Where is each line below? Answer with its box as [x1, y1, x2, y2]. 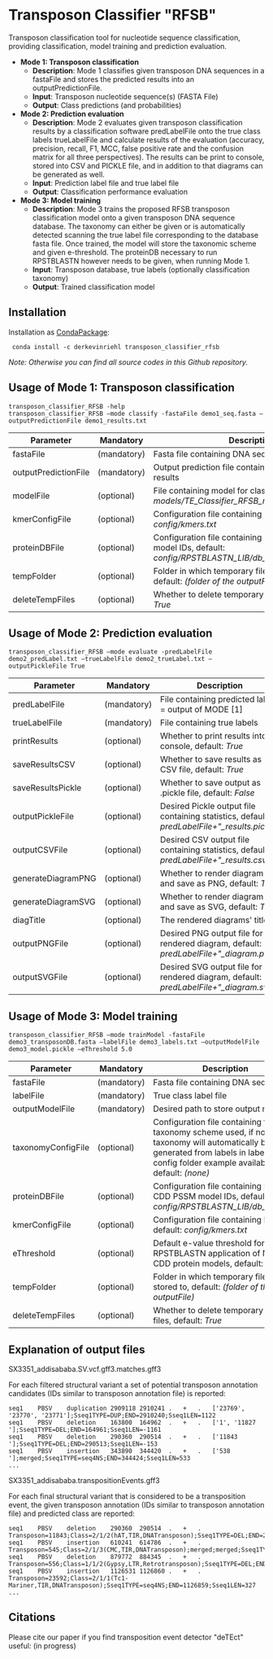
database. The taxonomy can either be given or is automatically [32, 221, 245, 231]
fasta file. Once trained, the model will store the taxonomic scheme [32, 239, 257, 248]
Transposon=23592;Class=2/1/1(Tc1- [8, 1574, 129, 1582]
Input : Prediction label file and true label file [32, 177, 180, 188]
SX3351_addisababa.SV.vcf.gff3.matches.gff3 [8, 1364, 162, 1373]
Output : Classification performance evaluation [32, 186, 188, 196]
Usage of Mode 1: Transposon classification [8, 381, 236, 395]
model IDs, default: [153, 541, 225, 553]
